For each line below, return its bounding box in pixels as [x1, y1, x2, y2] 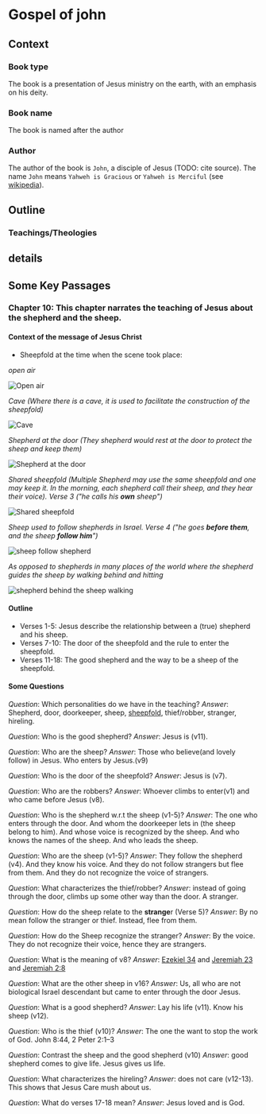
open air [8, 365, 36, 375]
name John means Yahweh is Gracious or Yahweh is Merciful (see [8, 172, 224, 181]
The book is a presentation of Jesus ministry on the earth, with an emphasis [8, 79, 256, 88]
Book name [8, 107, 53, 118]
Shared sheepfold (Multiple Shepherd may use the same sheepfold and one [8, 475, 256, 484]
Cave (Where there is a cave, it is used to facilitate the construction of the [8, 396, 250, 406]
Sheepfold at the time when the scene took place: [19, 350, 183, 359]
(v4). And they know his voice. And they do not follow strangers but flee [8, 860, 244, 869]
